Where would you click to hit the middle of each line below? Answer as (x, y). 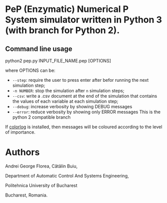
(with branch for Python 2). (62, 30)
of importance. (20, 132)
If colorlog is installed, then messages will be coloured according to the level (84, 127)
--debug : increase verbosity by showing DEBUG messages (72, 106)
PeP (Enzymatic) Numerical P (67, 9)
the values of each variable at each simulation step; (65, 101)
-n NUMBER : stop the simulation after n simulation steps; (68, 91)
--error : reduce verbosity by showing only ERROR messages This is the (86, 112)
